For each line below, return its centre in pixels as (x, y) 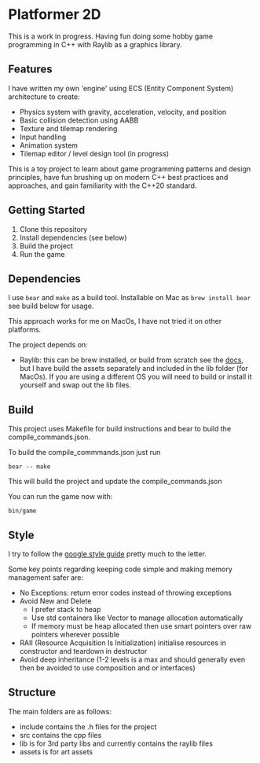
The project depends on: (48, 345)
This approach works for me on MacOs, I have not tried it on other (115, 321)
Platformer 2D (55, 15)
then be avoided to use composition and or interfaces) (107, 668)
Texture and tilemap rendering (68, 128)
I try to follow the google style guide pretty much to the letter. (107, 554)
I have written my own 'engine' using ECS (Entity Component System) (121, 88)
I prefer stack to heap (66, 609)
